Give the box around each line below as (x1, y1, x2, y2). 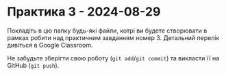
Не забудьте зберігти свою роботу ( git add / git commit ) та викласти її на (7, 54, 220, 62)
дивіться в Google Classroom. (7, 41, 93, 49)
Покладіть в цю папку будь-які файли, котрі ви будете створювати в (7, 26, 208, 35)
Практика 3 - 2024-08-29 (7, 4, 161, 20)
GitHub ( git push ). (7, 61, 60, 69)
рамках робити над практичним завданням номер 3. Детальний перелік (7, 33, 220, 41)
